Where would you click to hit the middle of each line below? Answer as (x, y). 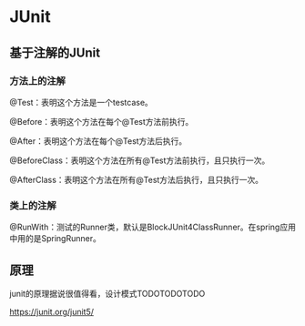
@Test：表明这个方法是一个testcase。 (81, 102)
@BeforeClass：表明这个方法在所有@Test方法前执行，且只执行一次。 (140, 160)
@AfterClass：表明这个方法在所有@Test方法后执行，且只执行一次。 (137, 179)
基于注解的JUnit (55, 52)
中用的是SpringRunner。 (56, 239)
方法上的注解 (38, 81)
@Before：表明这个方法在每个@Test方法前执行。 (102, 121)
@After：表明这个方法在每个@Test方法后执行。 (98, 141)
